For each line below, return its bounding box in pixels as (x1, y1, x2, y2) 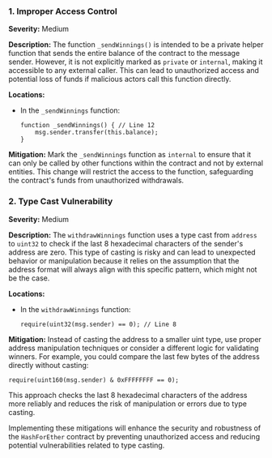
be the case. (8, 273, 50, 283)
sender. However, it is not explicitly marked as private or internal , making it (8, 57, 263, 66)
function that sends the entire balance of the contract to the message (8, 49, 240, 58)
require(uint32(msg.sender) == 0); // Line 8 (19, 320, 176, 328)
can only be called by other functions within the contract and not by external (8, 158, 264, 168)
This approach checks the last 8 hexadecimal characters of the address (8, 390, 248, 400)
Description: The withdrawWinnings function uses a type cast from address (8, 229, 257, 240)
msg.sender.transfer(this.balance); (35, 128, 159, 137)
